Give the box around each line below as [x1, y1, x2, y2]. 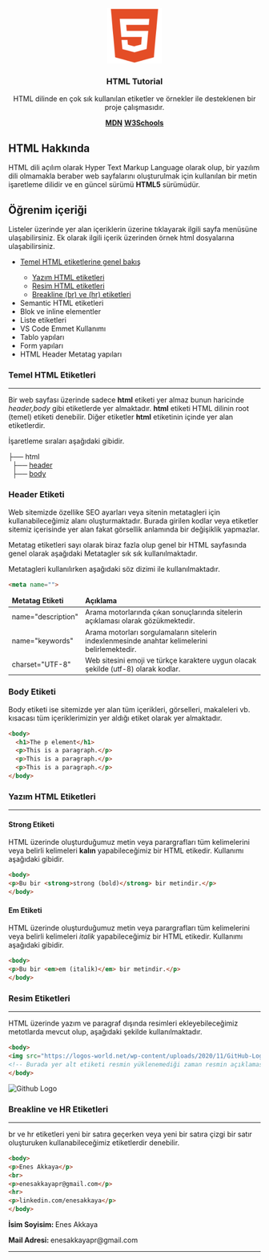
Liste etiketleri [19, 315, 66, 324]
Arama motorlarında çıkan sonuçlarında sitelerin [85, 607, 243, 618]
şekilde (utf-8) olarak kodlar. [85, 663, 181, 674]
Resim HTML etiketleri [31, 281, 106, 291]
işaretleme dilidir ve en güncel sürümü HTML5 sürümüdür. [8, 180, 201, 190]
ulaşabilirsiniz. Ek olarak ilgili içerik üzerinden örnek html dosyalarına [8, 233, 235, 243]
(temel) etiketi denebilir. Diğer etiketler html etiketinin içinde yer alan [8, 412, 234, 422]
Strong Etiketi [8, 819, 54, 829]
